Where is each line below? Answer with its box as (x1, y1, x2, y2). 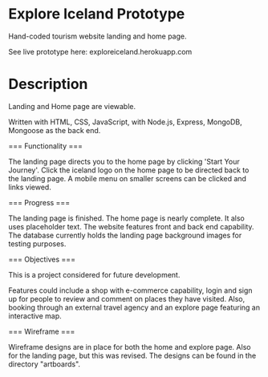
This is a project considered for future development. (8, 270, 181, 279)
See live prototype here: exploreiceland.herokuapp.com (8, 47, 193, 56)
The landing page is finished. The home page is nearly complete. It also (8, 213, 245, 223)
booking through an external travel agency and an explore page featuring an (8, 302, 261, 312)
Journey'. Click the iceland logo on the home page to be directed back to (8, 165, 250, 175)
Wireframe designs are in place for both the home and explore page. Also (8, 342, 251, 351)
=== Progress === (8, 197, 71, 207)
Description (8, 75, 88, 93)
